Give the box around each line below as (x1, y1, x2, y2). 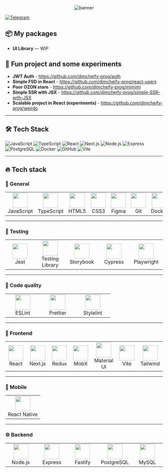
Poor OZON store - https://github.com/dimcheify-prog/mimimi (12, 84, 141, 90)
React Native (7, 411, 38, 418)
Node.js (11, 458, 30, 465)
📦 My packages (5, 30, 57, 38)
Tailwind (140, 360, 160, 367)
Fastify (74, 458, 91, 465)
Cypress (104, 259, 124, 266)
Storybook (69, 259, 94, 266)
